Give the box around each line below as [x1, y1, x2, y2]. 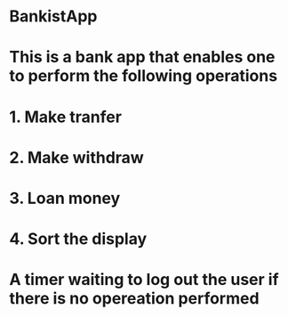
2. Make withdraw [9, 147, 144, 167]
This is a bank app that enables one [9, 47, 276, 68]
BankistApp [9, 6, 98, 27]
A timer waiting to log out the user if [9, 270, 279, 290]
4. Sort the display [9, 229, 148, 249]
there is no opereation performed [9, 289, 260, 309]
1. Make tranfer [9, 107, 123, 126]
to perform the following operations [9, 66, 278, 86]
